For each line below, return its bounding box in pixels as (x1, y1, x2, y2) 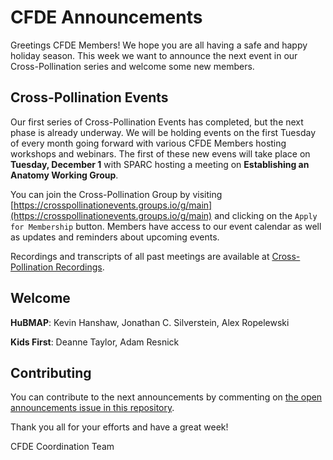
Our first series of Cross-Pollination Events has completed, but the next (10, 116, 304, 128)
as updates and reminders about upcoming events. (10, 231, 220, 243)
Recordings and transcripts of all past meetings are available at (10, 250, 270, 262)
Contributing (10, 364, 92, 381)
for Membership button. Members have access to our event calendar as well (10, 220, 322, 232)
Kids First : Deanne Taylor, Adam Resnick (10, 336, 180, 348)
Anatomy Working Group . (10, 169, 119, 181)
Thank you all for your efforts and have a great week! (10, 421, 229, 433)
